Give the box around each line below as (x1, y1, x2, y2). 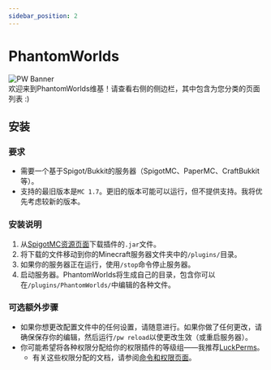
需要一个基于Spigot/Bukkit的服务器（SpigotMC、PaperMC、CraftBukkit (19, 166, 260, 176)
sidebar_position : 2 (8, 11, 79, 20)
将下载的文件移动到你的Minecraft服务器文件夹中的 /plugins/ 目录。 (19, 249, 242, 259)
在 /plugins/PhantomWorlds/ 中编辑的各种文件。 (19, 280, 176, 289)
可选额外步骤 (8, 302, 59, 313)
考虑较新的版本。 (27, 197, 85, 207)
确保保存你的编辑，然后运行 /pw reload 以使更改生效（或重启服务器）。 (19, 332, 253, 342)
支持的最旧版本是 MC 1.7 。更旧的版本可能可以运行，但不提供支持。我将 (19, 186, 256, 196)
